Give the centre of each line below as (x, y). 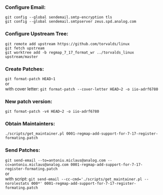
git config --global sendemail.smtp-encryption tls (59, 18)
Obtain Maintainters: (30, 124)
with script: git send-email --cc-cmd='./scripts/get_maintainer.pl (74, 178)
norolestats (17, 183)
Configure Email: (25, 7)
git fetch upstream (25, 48)
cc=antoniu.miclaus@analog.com (37, 164)
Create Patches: (25, 69)
